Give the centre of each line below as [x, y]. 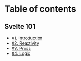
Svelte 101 [20, 27]
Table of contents [40, 9]
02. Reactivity [25, 43]
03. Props [21, 48]
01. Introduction [27, 38]
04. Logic [21, 53]
